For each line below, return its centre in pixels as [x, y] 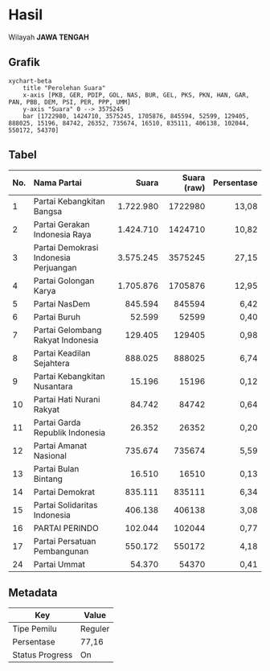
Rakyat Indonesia [66, 340]
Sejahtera [51, 363]
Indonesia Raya [62, 234]
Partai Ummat [59, 564]
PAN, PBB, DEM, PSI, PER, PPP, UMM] [70, 102]
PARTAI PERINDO [66, 528]
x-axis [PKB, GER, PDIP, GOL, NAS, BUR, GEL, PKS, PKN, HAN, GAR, [136, 95]
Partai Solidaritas [65, 504]
